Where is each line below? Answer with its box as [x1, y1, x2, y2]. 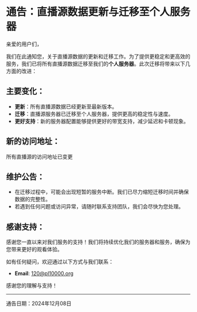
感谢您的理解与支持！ [6, 282, 57, 289]
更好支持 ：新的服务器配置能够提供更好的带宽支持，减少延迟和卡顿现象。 [14, 118, 189, 125]
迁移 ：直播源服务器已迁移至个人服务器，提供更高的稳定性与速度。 [14, 110, 174, 117]
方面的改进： [6, 67, 37, 74]
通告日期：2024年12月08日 [6, 300, 72, 307]
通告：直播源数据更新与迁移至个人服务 [6, 5, 191, 19]
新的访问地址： [6, 136, 60, 146]
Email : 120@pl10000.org [14, 270, 74, 277]
